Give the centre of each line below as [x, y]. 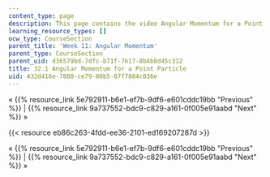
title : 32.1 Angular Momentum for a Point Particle [97, 69]
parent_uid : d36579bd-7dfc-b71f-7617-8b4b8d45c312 [96, 62]
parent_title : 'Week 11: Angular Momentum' [83, 46]
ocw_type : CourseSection [50, 39]
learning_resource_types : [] [58, 31]
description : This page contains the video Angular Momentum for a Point [136, 24]
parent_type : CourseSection [56, 54]
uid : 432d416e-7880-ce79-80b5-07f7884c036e [83, 76]
